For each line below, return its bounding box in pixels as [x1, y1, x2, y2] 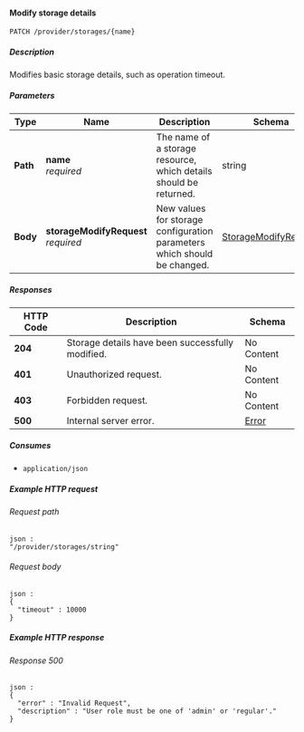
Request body [9, 562, 62, 573]
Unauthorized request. [66, 368, 163, 380]
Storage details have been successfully [66, 336, 233, 349]
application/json [22, 465, 89, 474]
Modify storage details [9, 7, 97, 18]
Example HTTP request [9, 483, 99, 494]
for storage [156, 214, 204, 226]
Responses [9, 284, 52, 294]
